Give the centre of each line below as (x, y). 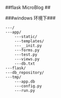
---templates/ (29, 41)
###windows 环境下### (30, 18)
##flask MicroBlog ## (28, 7)
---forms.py (27, 50)
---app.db (25, 82)
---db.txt (25, 64)
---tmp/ (13, 77)
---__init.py (28, 46)
